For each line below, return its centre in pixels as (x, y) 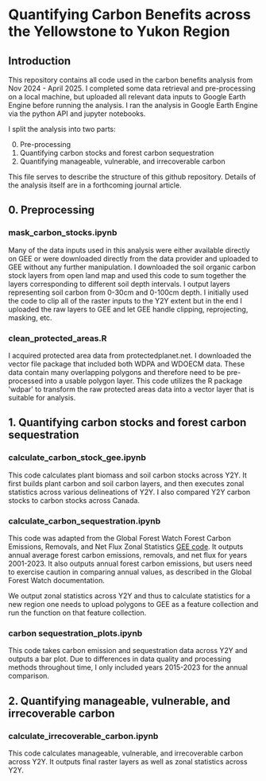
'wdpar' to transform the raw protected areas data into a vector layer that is (131, 389)
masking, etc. (31, 317)
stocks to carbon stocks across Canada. (74, 500)
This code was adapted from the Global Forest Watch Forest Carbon (120, 538)
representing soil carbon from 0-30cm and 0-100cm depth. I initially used (128, 292)
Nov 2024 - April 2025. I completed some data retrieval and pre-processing (132, 88)
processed (26, 381)
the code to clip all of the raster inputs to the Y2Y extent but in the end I (125, 300)
